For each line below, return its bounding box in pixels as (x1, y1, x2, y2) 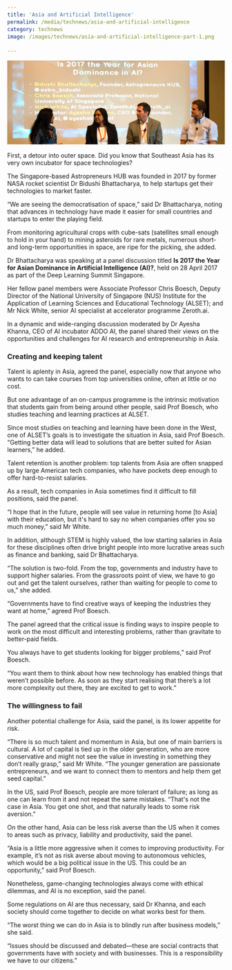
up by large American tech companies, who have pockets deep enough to (7, 467, 217, 475)
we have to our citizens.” (7, 956, 77, 964)
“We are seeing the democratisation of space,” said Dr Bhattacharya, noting (7, 200, 223, 208)
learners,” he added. (7, 446, 66, 454)
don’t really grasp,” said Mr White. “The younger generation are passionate (7, 759, 221, 767)
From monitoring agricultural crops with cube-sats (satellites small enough (7, 228, 219, 236)
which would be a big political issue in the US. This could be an (7, 858, 187, 867)
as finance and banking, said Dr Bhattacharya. (7, 550, 139, 559)
